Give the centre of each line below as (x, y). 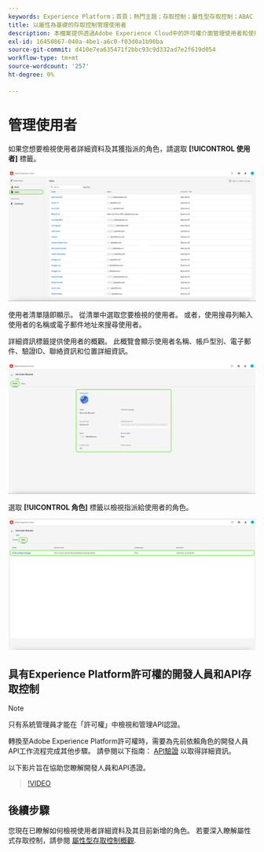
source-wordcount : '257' (49, 67)
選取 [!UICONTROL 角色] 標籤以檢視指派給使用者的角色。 (101, 508)
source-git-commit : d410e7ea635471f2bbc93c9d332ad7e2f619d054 (112, 50)
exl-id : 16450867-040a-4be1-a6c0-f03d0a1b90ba (86, 42)
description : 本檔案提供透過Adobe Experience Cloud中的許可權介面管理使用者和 (128, 33)
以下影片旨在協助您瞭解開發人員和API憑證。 (79, 768)
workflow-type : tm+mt (44, 58)
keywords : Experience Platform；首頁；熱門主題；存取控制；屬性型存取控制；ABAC (130, 17)
